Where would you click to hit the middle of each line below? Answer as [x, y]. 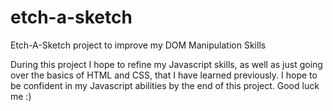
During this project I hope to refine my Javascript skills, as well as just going [166, 64]
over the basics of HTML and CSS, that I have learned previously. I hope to [164, 75]
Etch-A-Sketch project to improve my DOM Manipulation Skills [138, 45]
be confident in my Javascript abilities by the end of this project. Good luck [165, 85]
